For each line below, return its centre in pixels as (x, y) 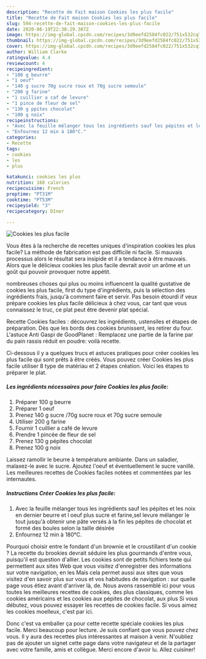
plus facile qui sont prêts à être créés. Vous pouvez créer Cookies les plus (100, 360)
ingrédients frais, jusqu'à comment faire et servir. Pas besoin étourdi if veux (102, 297)
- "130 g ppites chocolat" (41, 109)
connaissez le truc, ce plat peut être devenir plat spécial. (78, 310)
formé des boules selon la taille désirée (65, 528)
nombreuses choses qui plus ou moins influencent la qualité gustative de (98, 284)
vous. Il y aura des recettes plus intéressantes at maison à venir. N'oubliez (100, 637)
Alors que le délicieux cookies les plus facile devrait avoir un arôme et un (98, 265)
